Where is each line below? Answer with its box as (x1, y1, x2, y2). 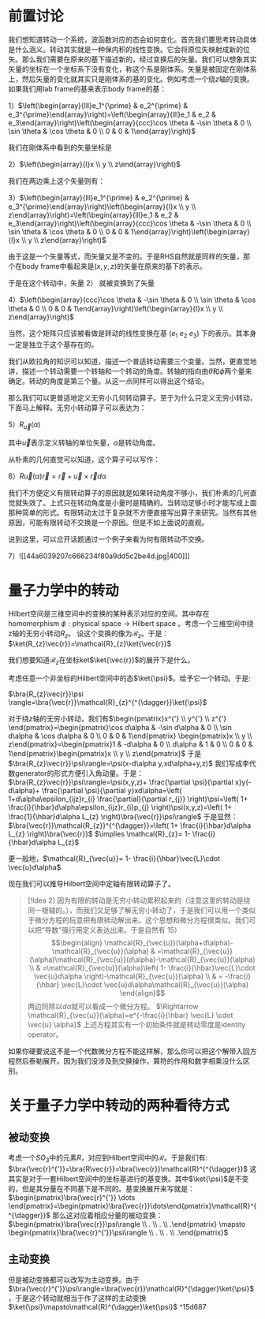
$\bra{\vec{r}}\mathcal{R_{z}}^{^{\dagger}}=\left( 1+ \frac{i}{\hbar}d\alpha (8, 821, 252, 830)
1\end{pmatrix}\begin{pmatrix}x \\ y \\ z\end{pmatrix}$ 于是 (8, 749, 202, 758)
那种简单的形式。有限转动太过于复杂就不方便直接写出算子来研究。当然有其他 (8, 508, 257, 517)
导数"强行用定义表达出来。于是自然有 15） (44, 926, 181, 935)
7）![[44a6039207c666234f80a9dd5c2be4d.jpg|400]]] (8, 551, 191, 561)
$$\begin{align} (50, 938, 103, 948)
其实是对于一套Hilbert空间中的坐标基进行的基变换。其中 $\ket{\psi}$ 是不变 (8, 1174, 249, 1183)
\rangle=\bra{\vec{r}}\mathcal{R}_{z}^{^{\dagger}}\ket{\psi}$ (8, 698, 207, 707)
